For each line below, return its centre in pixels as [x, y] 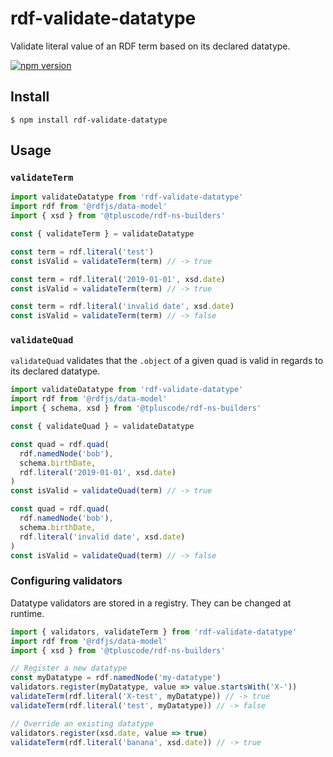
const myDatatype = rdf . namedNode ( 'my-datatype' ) [116, 678]
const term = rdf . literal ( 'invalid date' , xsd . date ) [122, 307]
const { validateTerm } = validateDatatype [102, 234]
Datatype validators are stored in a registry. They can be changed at [151, 603]
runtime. [27, 613]
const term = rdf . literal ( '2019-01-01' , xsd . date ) [118, 279]
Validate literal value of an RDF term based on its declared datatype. [150, 46]
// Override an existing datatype [82, 723]
